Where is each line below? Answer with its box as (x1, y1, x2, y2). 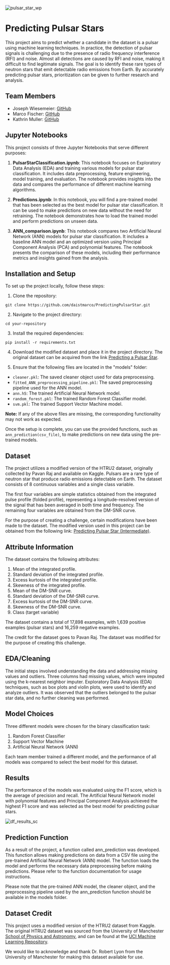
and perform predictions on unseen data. (12, 218, 99, 224)
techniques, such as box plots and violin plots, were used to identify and (5, 684, 156, 690)
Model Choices (5, 710, 54, 718)
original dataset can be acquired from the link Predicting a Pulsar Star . (12, 355, 159, 361)
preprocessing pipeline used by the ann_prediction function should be (5, 889, 152, 895)
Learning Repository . (5, 939, 49, 945)
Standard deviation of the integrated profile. (12, 571, 104, 577)
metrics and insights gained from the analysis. (12, 254, 109, 261)
